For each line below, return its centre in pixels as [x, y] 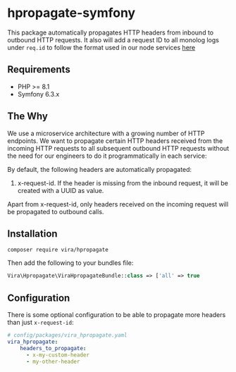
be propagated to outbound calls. [56, 211]
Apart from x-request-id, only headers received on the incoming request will [118, 204]
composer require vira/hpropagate [58, 250]
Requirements [39, 69]
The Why [27, 117]
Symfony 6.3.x [38, 94]
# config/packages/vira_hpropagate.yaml [68, 335]
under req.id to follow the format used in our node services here [101, 47]
